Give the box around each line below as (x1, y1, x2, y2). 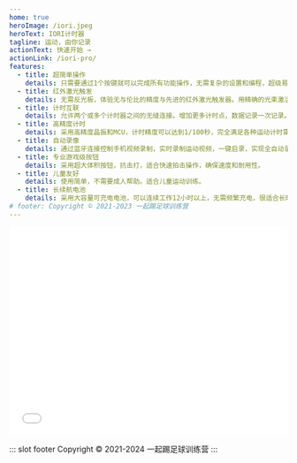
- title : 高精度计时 (17, 120, 87, 129)
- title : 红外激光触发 (17, 87, 93, 95)
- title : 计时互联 (17, 103, 80, 112)
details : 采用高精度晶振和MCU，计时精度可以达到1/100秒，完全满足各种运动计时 (25, 128, 284, 137)
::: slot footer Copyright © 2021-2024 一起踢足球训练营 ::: (9, 444, 218, 454)
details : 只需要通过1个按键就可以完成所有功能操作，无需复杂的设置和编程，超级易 (25, 79, 289, 87)
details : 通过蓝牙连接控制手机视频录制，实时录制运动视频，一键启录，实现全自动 (25, 144, 285, 153)
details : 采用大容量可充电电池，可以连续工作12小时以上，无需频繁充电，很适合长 (25, 194, 286, 203)
